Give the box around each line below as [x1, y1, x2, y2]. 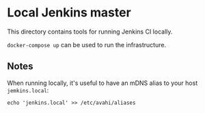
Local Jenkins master [7, 5, 131, 21]
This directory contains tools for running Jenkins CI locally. [7, 27, 173, 36]
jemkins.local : [7, 86, 49, 94]
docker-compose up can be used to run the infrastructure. [7, 40, 166, 49]
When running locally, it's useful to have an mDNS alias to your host [7, 79, 198, 87]
